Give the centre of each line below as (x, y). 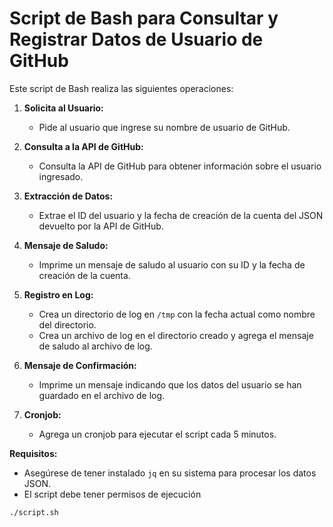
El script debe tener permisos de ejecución (112, 494)
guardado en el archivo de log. (102, 395)
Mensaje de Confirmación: (80, 365)
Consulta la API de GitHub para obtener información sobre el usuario (180, 166)
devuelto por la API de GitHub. (101, 226)
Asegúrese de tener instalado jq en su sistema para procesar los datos (170, 473)
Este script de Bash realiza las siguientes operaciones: (121, 88)
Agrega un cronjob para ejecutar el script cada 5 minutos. (157, 434)
